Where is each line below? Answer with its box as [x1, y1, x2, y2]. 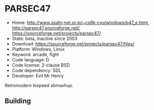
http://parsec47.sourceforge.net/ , [11, 24, 81, 30]
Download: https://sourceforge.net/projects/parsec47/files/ [11, 40, 134, 46]
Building [4, 97, 31, 105]
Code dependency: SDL [11, 67, 61, 73]
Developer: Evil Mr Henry [11, 72, 64, 78]
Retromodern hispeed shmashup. [4, 82, 73, 88]
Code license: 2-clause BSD [11, 62, 70, 68]
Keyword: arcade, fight [11, 51, 59, 57]
